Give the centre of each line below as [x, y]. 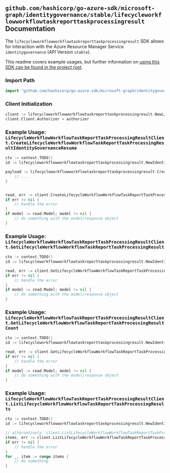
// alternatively [24, 433]
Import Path [20, 80]
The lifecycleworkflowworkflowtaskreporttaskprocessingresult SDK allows [85, 41]
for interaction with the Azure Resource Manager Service [65, 46]
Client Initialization [29, 104]
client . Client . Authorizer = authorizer [47, 119]
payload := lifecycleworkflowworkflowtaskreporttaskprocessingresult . [81, 172]
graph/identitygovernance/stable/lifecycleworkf [83, 15]
